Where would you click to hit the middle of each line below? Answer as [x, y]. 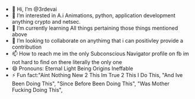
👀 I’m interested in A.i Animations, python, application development [94, 15]
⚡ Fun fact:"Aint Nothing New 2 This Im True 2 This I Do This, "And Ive [97, 75]
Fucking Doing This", [37, 90]
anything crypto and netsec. [46, 22]
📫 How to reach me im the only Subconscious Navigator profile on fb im [100, 54]
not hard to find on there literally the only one [67, 62]
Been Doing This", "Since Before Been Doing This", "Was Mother [91, 84]
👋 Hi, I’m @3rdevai [34, 9]
